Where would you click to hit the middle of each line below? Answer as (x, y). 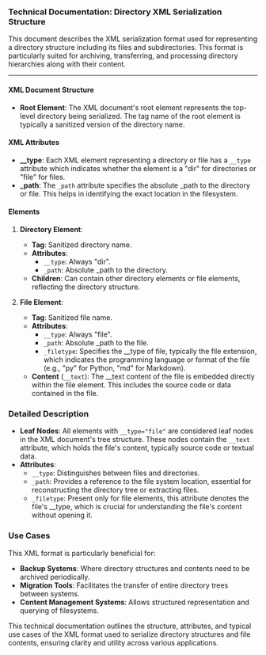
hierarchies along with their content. (67, 64)
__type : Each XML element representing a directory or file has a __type (135, 160)
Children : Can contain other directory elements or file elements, (136, 278)
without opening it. (62, 515)
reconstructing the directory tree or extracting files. (115, 490)
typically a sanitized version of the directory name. (102, 124)
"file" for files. (42, 177)
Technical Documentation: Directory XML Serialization (115, 12)
